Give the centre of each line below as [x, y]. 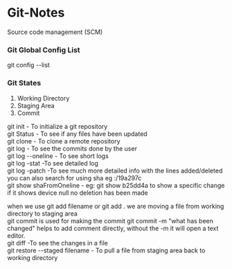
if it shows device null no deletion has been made [78, 193]
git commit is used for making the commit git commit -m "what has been [110, 220]
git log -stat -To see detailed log [53, 163]
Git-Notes [36, 13]
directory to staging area [42, 214]
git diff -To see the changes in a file [58, 243]
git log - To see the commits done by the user [72, 148]
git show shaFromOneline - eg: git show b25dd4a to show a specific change [116, 185]
